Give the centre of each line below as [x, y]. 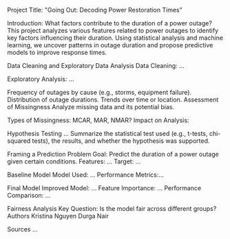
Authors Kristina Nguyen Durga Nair [58, 216]
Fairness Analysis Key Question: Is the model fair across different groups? [112, 208]
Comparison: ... [29, 195]
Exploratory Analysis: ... [41, 79]
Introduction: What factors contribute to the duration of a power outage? [109, 23]
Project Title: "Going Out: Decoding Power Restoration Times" [95, 10]
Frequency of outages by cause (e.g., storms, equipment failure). [99, 92]
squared [19, 141]
